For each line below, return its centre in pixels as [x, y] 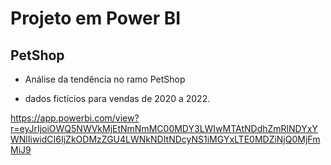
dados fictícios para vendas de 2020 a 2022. [117, 98]
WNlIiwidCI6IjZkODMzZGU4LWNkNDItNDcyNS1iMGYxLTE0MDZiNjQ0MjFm [165, 139]
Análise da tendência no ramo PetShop [105, 79]
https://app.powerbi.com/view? [75, 118]
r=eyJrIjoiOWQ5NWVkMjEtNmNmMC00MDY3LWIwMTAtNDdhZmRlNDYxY [164, 128]
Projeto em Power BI [96, 18]
